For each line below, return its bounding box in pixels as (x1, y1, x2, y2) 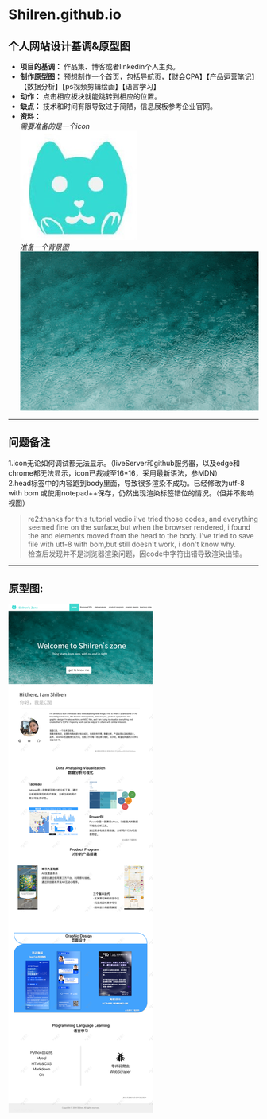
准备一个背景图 (19, 243, 69, 251)
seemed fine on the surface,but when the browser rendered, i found (27, 523, 251, 532)
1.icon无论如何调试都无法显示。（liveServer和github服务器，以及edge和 (8, 458, 241, 468)
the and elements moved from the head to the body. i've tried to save (27, 530, 254, 540)
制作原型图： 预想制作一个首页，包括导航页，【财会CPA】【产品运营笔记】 (19, 72, 259, 81)
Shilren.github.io (8, 6, 122, 24)
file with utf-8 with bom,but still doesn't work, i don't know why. (27, 539, 237, 549)
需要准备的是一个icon (19, 122, 90, 130)
